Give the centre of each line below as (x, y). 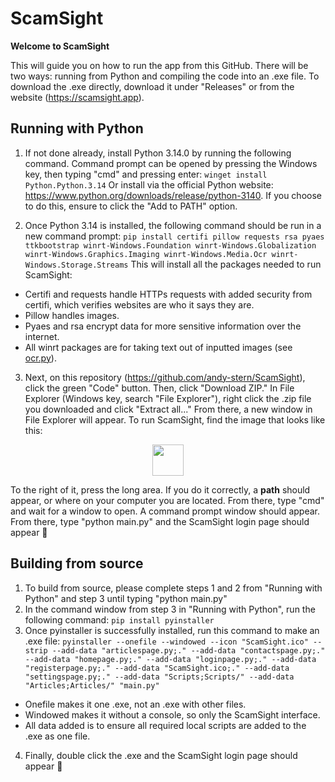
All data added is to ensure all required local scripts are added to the (165, 725)
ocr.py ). (40, 358)
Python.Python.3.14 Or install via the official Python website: (149, 184)
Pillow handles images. (72, 315)
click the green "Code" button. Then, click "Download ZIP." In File (159, 388)
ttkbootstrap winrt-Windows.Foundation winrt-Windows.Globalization (170, 245)
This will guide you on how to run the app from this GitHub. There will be (159, 65)
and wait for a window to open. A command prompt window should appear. (165, 511)
